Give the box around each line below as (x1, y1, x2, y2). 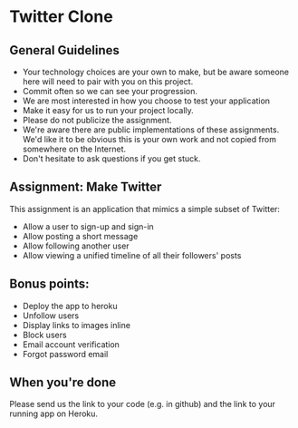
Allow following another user (22, 240, 130, 251)
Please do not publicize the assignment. (22, 115, 172, 125)
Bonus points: (9, 277, 90, 292)
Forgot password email (22, 348, 109, 359)
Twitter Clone (9, 6, 113, 27)
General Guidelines (9, 43, 120, 58)
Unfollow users (22, 310, 80, 321)
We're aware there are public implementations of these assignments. (22, 124, 280, 135)
